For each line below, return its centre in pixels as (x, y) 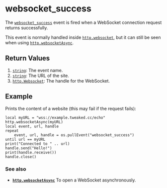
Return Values (28, 58)
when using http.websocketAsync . (40, 42)
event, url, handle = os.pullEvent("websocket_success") (74, 135)
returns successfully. (27, 27)
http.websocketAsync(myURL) (34, 122)
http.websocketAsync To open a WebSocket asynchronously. (74, 180)
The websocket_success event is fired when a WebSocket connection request (83, 22)
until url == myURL (25, 139)
